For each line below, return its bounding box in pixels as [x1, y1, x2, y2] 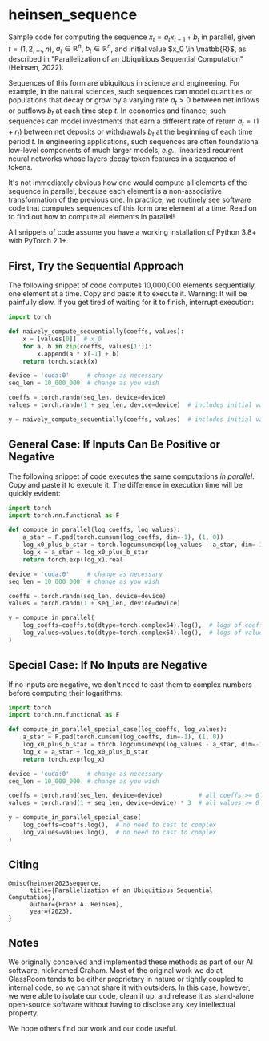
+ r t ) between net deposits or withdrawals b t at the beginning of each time [8, 127, 253, 138]
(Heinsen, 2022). [8, 62, 64, 73]
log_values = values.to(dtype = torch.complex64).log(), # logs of [22, 629, 242, 637]
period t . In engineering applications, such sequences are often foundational [8, 137, 260, 147]
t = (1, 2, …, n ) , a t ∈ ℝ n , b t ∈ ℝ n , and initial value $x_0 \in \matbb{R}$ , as [8, 42, 247, 55]
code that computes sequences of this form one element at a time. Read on [8, 203, 258, 213]
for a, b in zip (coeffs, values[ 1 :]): [22, 342, 152, 350]
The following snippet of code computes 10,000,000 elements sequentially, [8, 280, 257, 290]
